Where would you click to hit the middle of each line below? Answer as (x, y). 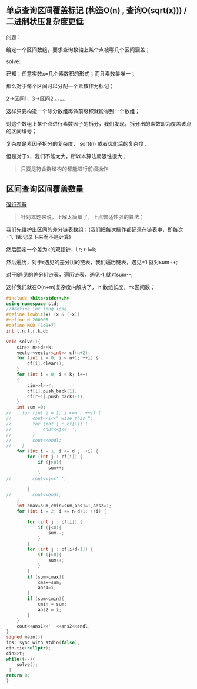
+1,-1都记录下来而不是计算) (39, 237)
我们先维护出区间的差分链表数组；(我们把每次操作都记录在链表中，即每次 (95, 229)
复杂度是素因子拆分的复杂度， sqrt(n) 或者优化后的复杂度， (78, 143)
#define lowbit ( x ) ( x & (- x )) (43, 314)
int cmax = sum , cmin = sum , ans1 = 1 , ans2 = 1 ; (64, 506)
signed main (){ (25, 637)
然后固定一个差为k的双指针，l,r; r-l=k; (51, 249)
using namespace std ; (33, 304)
